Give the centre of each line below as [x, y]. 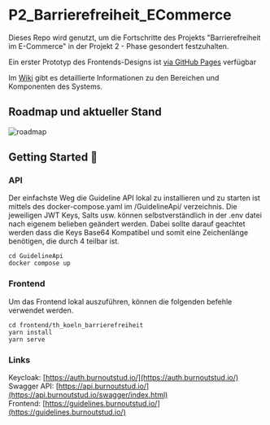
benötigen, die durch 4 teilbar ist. [64, 241]
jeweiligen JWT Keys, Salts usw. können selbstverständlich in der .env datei [135, 215]
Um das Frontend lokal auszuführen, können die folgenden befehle [120, 301]
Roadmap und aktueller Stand [85, 112]
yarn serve [27, 340]
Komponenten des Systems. [56, 86]
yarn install [30, 332]
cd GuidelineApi [36, 256]
